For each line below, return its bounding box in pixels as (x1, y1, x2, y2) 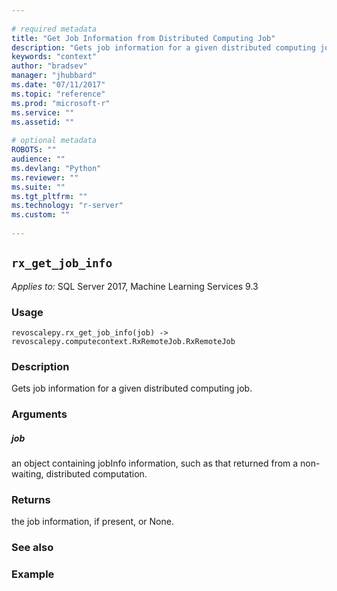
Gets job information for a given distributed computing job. (11, 382, 253, 395)
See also (11, 541, 54, 555)
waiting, (11, 468, 44, 480)
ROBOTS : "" (11, 145, 57, 155)
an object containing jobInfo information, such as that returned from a (11, 457, 299, 470)
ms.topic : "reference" (11, 89, 106, 99)
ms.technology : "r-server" (11, 201, 124, 211)
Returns (11, 493, 51, 507)
